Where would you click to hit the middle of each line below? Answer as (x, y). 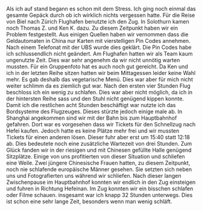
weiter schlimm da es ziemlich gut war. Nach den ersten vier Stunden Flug (99, 86)
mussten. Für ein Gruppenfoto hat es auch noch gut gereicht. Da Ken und (97, 67)
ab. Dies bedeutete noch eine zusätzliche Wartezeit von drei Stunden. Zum (99, 144)
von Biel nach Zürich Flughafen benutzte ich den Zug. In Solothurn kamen (98, 21)
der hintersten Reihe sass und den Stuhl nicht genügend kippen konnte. (95, 99)
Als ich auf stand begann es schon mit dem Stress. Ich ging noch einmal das (101, 9)
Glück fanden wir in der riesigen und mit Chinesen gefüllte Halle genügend (99, 150)
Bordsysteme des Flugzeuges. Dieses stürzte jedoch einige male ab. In (94, 112)
